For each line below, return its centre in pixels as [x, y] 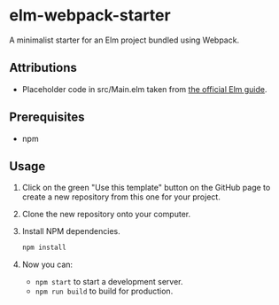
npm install [44, 248]
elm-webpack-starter [90, 16]
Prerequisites [47, 117]
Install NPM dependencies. [71, 231]
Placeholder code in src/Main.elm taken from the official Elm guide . [144, 89]
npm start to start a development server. [109, 282]
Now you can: [47, 265]
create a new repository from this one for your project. [121, 197]
